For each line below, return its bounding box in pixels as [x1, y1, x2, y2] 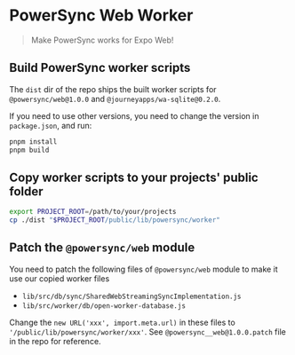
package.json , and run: [9, 120, 92, 130]
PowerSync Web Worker [9, 5, 194, 26]
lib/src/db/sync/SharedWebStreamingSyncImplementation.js [21, 292, 242, 301]
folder [9, 184, 44, 199]
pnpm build [9, 146, 50, 154]
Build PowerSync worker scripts [9, 60, 191, 75]
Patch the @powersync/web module [9, 241, 195, 256]
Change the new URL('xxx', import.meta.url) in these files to [9, 317, 235, 327]
